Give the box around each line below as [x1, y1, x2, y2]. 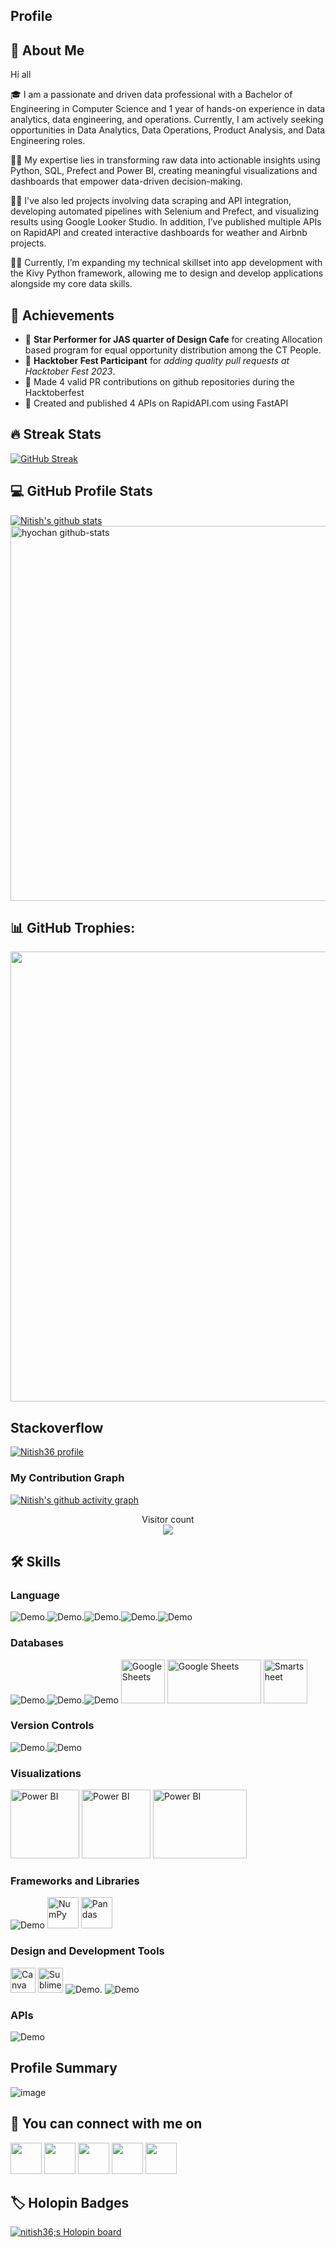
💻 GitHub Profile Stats [10, 483, 153, 500]
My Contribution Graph [10, 1471, 125, 1485]
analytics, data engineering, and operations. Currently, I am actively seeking [10, 114, 324, 126]
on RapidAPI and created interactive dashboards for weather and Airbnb [10, 227, 308, 239]
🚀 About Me [10, 42, 85, 59]
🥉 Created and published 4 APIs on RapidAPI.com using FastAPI [24, 397, 289, 409]
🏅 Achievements [10, 307, 115, 324]
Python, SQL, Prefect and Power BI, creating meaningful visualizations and [10, 165, 318, 177]
